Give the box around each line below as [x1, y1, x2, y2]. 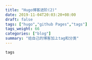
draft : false [5, 17, 33, 22]
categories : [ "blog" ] [5, 31, 51, 36]
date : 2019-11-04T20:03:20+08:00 [5, 12, 76, 17]
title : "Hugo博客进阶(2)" [5, 7, 57, 13]
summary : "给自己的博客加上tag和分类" [5, 36, 79, 41]
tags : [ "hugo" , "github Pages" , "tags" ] [5, 21, 87, 27]
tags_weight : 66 [5, 26, 40, 32]
